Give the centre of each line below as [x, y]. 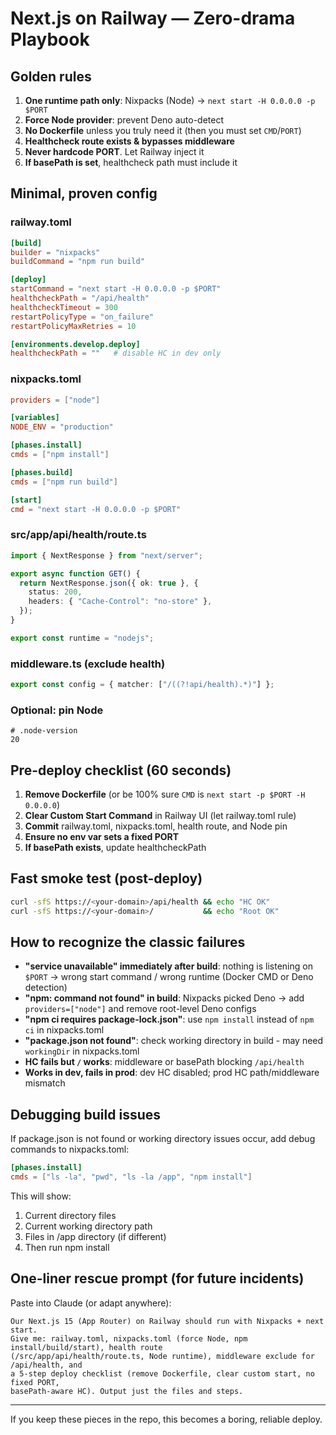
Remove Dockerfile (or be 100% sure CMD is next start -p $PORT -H [165, 794]
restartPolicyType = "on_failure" [82, 317]
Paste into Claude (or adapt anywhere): [91, 1303]
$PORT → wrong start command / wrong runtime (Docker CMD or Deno [169, 977]
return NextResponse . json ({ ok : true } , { [109, 583]
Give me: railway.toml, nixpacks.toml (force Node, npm [129, 1338]
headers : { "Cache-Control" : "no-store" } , [120, 602]
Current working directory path [88, 1226]
